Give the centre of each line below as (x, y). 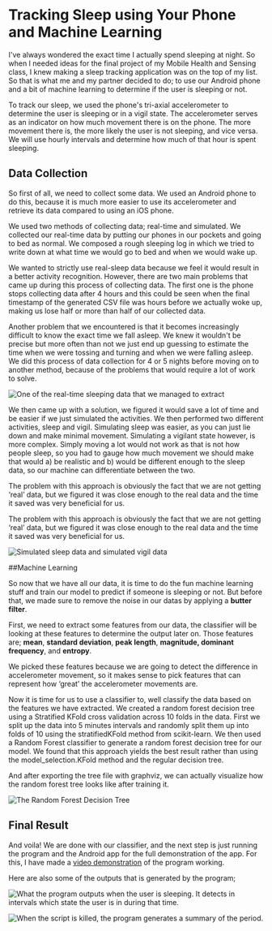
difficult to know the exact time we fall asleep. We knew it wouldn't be (125, 335)
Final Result (38, 825)
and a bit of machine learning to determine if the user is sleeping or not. (128, 89)
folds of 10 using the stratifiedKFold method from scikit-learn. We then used (135, 734)
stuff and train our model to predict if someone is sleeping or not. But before (136, 592)
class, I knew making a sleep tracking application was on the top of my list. (133, 71)
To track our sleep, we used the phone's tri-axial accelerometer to (119, 105)
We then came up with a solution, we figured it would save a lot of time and (134, 409)
